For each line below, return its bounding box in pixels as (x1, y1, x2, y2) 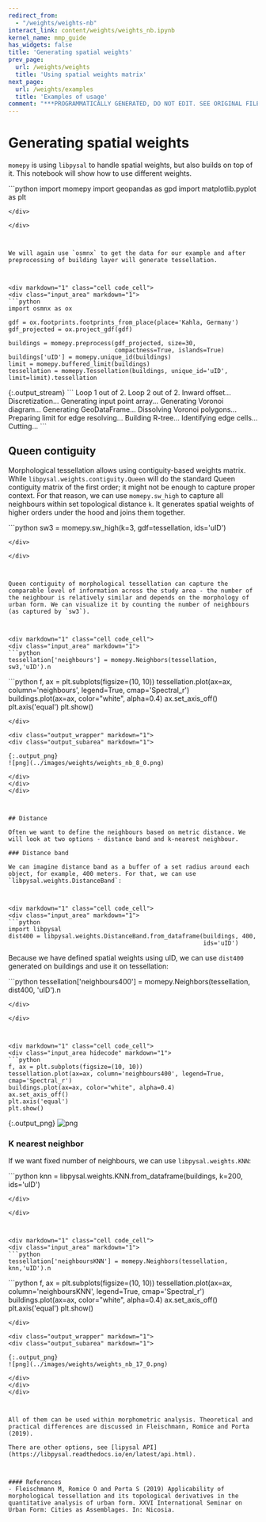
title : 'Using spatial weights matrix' (15, 70, 147, 78)
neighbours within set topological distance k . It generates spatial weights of (8, 499, 255, 508)
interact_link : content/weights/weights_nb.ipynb (8, 26, 176, 34)
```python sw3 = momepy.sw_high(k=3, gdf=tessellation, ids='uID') (8, 523, 226, 532)
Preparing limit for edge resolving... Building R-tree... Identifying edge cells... (8, 413, 258, 423)
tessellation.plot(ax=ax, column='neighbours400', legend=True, (8, 1070, 225, 1078)
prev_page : (8, 56, 44, 64)
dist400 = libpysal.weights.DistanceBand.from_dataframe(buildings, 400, (8, 932, 257, 940)
